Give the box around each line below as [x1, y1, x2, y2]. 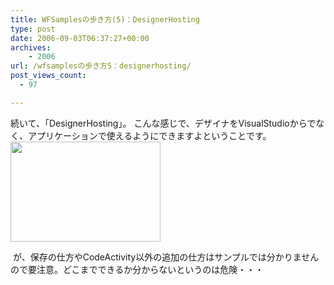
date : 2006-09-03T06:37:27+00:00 [10, 33, 150, 43]
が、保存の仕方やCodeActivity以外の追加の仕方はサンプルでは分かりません [12, 251, 320, 263]
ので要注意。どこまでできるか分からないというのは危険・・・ [10, 263, 265, 275]
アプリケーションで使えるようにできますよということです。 [27, 129, 272, 141]
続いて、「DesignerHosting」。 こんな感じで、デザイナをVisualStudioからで [10, 117, 317, 129]
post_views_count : [10, 71, 87, 81]
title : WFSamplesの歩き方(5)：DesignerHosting [10, 14, 200, 25]
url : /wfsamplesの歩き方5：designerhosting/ [10, 61, 192, 71]
